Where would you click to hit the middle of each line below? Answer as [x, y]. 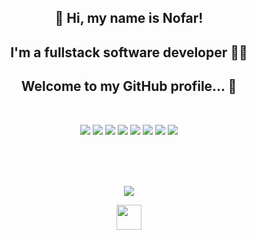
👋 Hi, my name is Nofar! [129, 18]
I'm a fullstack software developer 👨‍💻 [129, 52]
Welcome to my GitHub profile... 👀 [129, 86]
